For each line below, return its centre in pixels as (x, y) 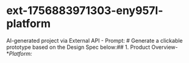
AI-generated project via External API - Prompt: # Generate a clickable (94, 40)
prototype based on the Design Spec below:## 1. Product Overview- (92, 47)
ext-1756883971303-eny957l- (85, 11)
